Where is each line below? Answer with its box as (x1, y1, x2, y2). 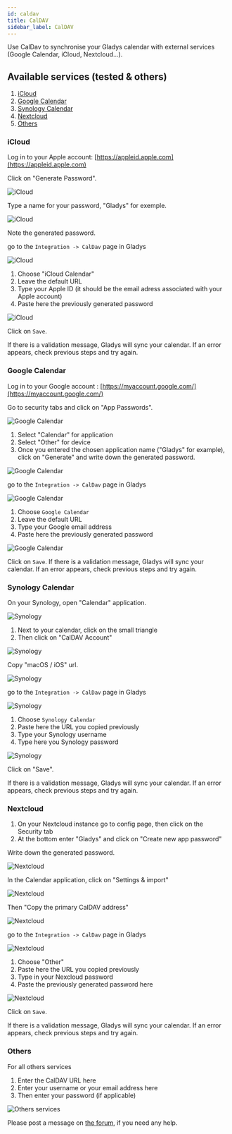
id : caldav (7, 10, 39, 18)
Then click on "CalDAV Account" (17, 633, 112, 642)
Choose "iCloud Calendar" (17, 269, 95, 279)
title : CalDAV (7, 17, 49, 24)
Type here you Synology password (17, 738, 119, 746)
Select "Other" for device (17, 438, 91, 446)
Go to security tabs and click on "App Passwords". (7, 403, 153, 411)
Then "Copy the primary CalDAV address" (7, 903, 129, 912)
